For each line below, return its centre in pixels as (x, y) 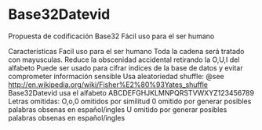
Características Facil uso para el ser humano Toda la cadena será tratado (126, 51)
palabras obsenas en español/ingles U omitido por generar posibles (118, 109)
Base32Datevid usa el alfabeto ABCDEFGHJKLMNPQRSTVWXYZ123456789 (131, 92)
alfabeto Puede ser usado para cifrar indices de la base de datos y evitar (126, 67)
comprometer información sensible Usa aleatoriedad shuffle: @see (116, 76)
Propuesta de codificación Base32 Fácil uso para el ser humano (111, 36)
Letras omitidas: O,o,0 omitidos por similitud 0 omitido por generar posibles (130, 101)
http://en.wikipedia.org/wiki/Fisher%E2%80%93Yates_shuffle (108, 85)
